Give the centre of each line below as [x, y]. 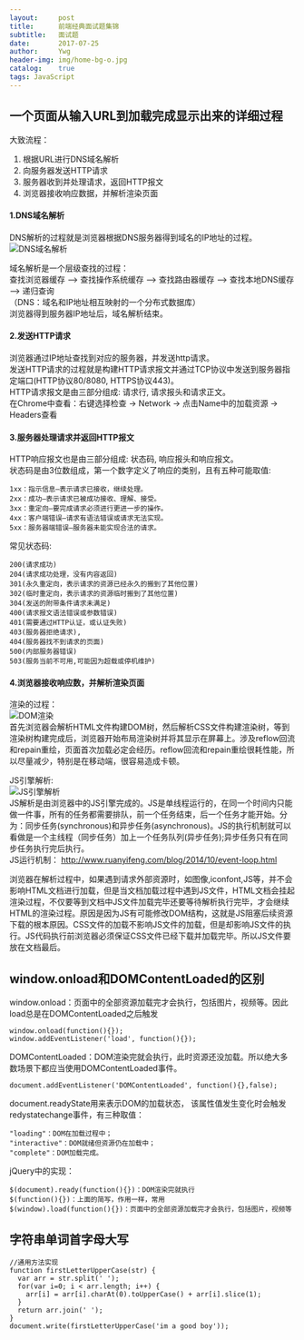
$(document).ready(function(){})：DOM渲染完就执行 [102, 1190]
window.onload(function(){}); [67, 1031]
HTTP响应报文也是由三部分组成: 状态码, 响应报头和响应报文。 [124, 459]
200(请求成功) [33, 565]
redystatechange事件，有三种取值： [77, 1115]
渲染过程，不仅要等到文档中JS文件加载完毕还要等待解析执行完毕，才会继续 [149, 902]
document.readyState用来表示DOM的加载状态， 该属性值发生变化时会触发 [148, 1104]
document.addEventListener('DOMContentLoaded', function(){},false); [144, 1086]
